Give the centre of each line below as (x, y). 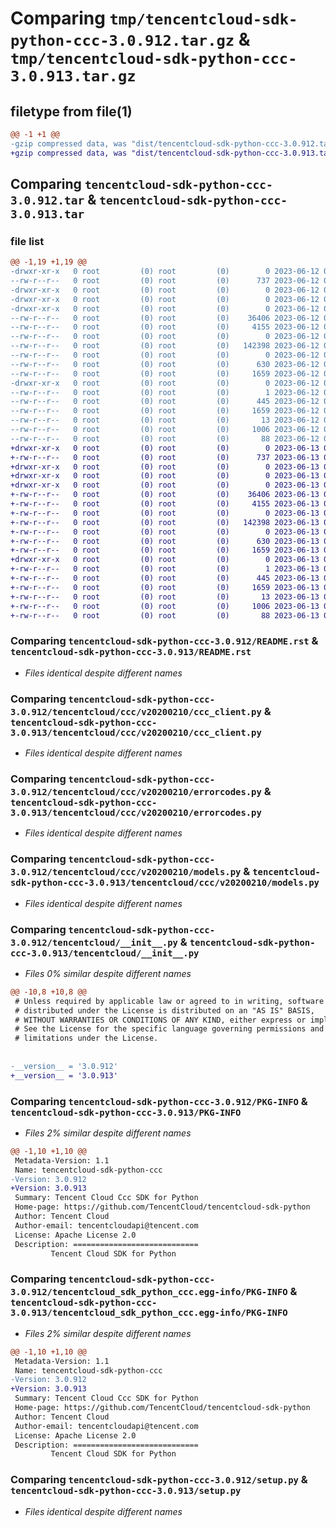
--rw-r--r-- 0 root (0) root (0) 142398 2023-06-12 (165, 346)
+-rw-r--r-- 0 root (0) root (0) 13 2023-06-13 (165, 597)
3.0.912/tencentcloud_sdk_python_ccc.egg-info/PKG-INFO (149, 1292)
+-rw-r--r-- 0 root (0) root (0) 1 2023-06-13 (165, 569)
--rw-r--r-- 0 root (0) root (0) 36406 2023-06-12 (165, 318)
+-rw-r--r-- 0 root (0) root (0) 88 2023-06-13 (165, 615)
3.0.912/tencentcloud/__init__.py (94, 942)
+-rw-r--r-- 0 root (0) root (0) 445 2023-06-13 (165, 578)
